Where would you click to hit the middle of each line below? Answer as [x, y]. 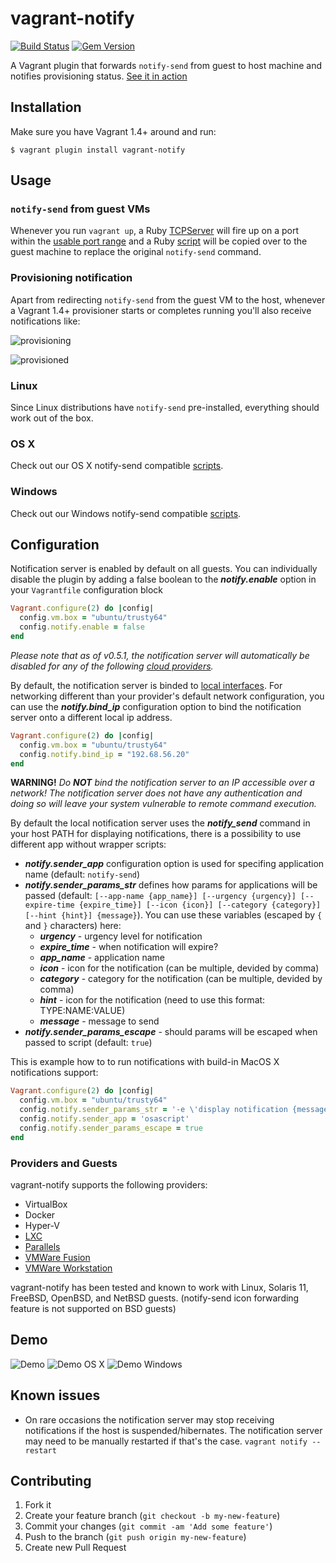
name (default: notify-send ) [82, 874]
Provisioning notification [71, 278]
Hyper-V [42, 1225]
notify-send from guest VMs [80, 209]
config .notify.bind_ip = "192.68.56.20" [104, 754]
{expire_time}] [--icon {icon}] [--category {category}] [200, 905]
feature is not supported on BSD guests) [93, 1308]
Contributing [51, 1481]
